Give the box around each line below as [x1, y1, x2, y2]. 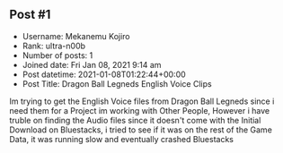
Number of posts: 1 [22, 49, 93, 61]
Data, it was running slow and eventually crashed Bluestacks [9, 133, 234, 144]
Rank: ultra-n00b [22, 40, 86, 51]
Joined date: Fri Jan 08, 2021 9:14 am [22, 59, 162, 70]
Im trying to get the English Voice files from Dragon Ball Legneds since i [9, 96, 275, 106]
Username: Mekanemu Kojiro [22, 30, 130, 41]
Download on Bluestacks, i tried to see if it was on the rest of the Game [9, 124, 272, 135]
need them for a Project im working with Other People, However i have [9, 105, 270, 115]
